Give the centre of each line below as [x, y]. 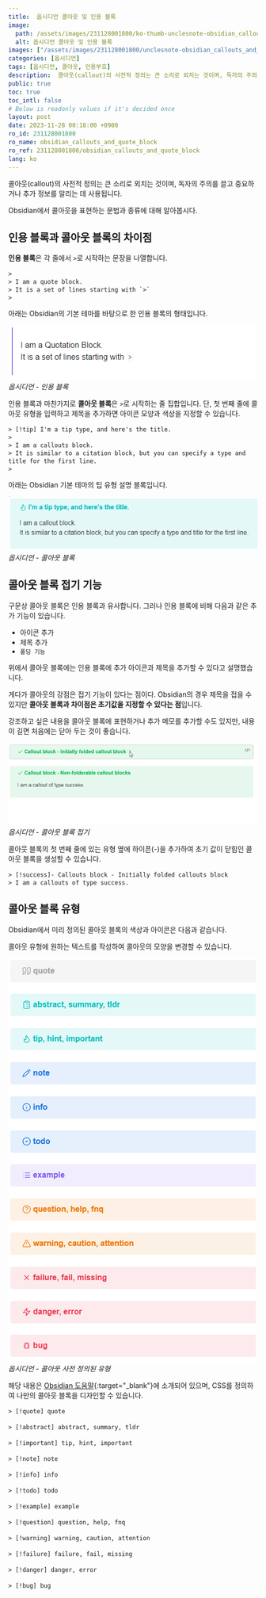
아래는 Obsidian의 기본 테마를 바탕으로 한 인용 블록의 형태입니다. [108, 314]
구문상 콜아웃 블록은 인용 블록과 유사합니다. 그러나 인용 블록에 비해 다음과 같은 [129, 606]
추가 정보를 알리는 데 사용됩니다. [72, 193]
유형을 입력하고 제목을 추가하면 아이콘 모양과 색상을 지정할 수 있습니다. [131, 414]
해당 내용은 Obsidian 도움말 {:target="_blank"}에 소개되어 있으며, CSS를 [120, 1385]
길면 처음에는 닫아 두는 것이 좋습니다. [73, 731]
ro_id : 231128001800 [42, 134]
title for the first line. [53, 461]
